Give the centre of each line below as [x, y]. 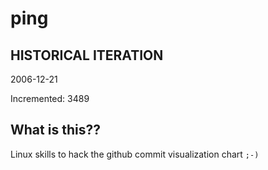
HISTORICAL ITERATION [87, 55]
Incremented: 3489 [50, 98]
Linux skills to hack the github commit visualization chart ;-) [135, 154]
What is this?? [55, 130]
